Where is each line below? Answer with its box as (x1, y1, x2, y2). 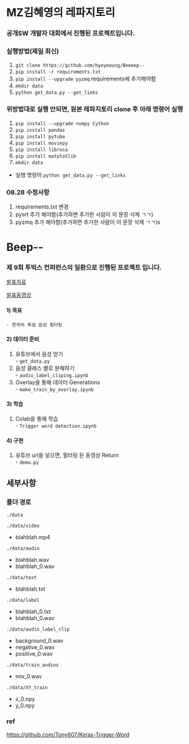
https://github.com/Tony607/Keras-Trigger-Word (6, 731, 130, 738)
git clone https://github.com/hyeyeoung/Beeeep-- (15, 63, 145, 69)
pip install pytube (15, 133, 66, 140)
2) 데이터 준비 (6, 336, 40, 343)
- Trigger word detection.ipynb (15, 422, 97, 429)
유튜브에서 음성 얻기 (15, 350, 63, 358)
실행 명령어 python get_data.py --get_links (15, 171, 126, 178)
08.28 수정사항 (6, 188, 50, 196)
